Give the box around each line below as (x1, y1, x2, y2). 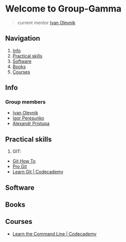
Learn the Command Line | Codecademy (12, 230, 97, 236)
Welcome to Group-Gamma (5, 3, 121, 15)
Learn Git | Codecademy (12, 169, 64, 175)
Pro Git (12, 164, 27, 170)
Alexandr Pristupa (12, 120, 50, 127)
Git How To (12, 158, 36, 164)
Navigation (5, 34, 40, 43)
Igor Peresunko (12, 115, 44, 121)
